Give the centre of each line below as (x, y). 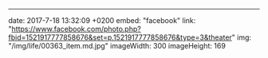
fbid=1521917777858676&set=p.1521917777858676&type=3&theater (120, 37)
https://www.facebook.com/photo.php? (76, 29)
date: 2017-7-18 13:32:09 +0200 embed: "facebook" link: (102, 20)
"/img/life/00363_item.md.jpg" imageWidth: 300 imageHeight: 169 (117, 46)
